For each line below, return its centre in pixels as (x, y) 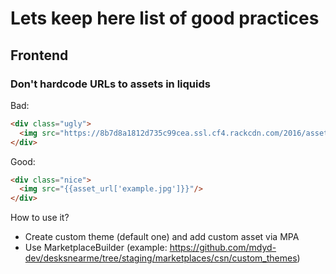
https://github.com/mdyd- (223, 248)
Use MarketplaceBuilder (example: (96, 248)
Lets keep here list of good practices (165, 18)
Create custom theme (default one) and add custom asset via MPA (162, 237)
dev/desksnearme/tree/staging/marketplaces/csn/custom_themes (161, 258)
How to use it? (40, 218)
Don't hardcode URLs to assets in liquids (110, 84)
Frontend (39, 55)
